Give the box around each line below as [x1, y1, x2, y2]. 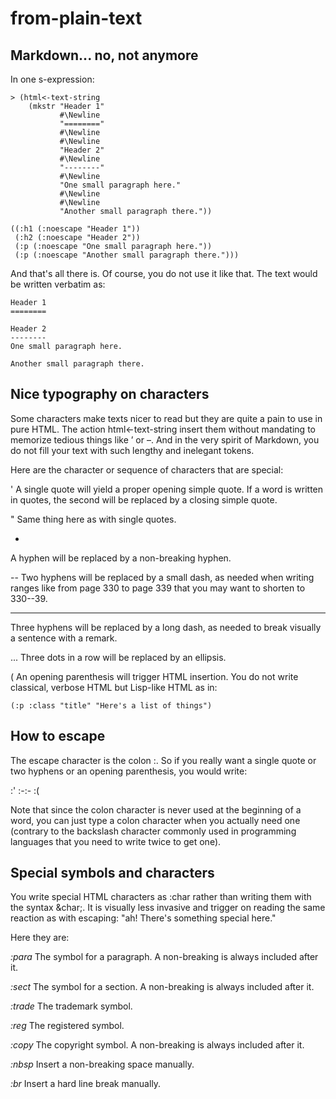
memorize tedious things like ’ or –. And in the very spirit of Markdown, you [10, 433, 320, 446]
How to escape [10, 728, 106, 745]
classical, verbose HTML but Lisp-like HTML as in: [10, 681, 218, 693]
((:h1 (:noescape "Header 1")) [10, 224, 141, 234]
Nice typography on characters [10, 386, 210, 403]
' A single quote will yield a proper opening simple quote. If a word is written [10, 483, 324, 495]
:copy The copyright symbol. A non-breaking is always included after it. [10, 1039, 305, 1051]
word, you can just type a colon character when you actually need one [10, 814, 301, 826]
